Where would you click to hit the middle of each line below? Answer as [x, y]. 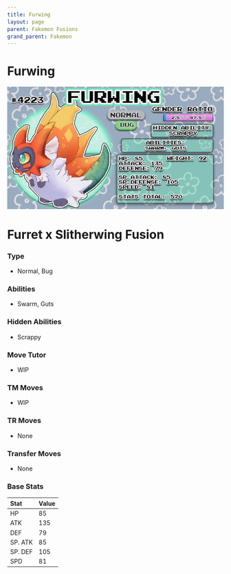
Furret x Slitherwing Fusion [86, 234]
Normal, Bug [35, 271]
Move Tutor [27, 355]
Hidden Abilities [34, 322]
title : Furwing [29, 14]
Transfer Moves [34, 453]
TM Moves [25, 388]
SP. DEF [21, 552]
